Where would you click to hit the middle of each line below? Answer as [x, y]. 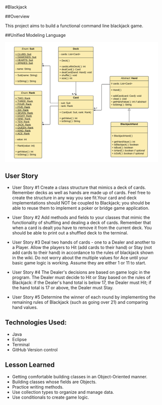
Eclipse [19, 339]
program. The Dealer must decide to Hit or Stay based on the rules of [81, 277]
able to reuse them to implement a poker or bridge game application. [81, 208]
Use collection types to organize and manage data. [63, 392]
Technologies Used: [36, 322]
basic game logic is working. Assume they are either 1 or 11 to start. [79, 263]
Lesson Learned [30, 365]
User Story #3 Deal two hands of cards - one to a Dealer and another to [84, 242]
